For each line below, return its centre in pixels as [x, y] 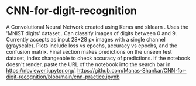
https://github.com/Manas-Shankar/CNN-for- [132, 70]
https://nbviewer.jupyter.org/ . [41, 70]
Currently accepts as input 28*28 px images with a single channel [86, 39]
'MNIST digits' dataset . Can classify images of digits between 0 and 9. [92, 33]
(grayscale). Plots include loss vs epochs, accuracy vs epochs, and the [92, 46]
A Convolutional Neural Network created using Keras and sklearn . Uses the [97, 27]
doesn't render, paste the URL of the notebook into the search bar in [88, 64]
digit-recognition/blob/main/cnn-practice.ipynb [63, 77]
